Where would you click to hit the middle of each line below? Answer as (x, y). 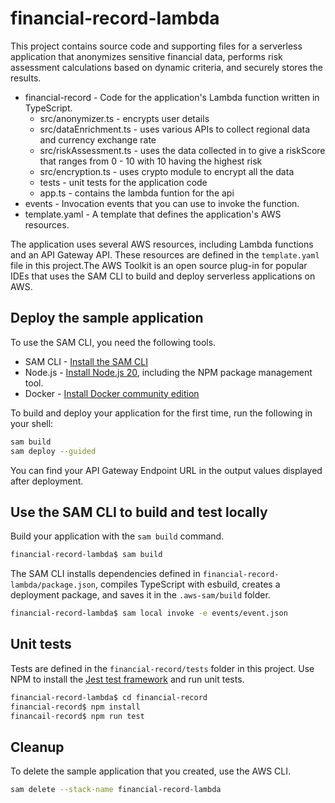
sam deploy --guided (53, 451)
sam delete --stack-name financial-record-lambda (116, 790)
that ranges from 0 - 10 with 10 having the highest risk (151, 161)
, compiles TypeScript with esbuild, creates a (188, 584)
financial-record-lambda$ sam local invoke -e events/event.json (149, 613)
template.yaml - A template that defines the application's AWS (153, 214)
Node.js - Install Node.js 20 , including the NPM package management (168, 372)
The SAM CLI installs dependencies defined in (105, 574)
